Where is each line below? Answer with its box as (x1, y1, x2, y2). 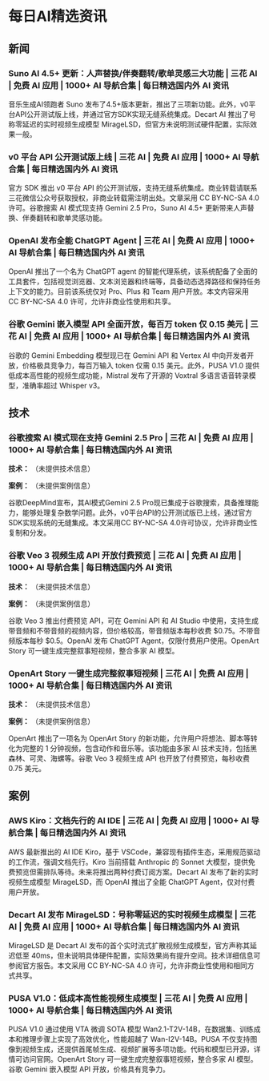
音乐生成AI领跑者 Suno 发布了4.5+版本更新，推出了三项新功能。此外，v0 (8, 99, 249, 109)
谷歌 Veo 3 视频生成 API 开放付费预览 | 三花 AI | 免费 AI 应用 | (8, 550, 242, 561)
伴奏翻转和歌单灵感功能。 (22, 213, 106, 223)
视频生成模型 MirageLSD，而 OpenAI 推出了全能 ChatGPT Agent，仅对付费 (8, 877, 255, 886)
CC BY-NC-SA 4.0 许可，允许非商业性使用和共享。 (8, 297, 176, 307)
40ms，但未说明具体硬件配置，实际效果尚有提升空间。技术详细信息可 (30, 950, 261, 961)
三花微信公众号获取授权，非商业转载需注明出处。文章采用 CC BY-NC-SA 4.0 (8, 193, 260, 203)
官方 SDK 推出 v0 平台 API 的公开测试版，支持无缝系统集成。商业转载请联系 (8, 183, 258, 193)
